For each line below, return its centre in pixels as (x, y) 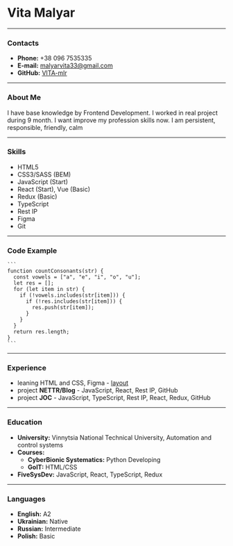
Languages (27, 499)
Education (25, 422)
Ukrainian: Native (42, 522)
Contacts (23, 43)
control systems (40, 445)
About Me (24, 97)
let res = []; (34, 283)
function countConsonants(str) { (55, 271)
